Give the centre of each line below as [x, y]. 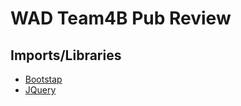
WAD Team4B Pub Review [121, 18]
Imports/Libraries [66, 55]
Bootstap [43, 79]
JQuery [40, 90]
